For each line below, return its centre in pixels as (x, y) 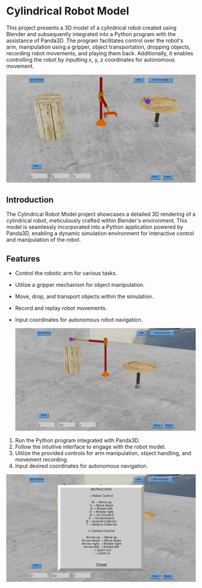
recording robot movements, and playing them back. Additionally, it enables (100, 53)
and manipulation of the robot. (44, 240)
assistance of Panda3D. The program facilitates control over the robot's (95, 40)
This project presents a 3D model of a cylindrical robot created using (91, 28)
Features (23, 259)
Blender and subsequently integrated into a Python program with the (91, 34)
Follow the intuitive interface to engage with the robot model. (90, 447)
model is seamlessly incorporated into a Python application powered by (95, 227)
